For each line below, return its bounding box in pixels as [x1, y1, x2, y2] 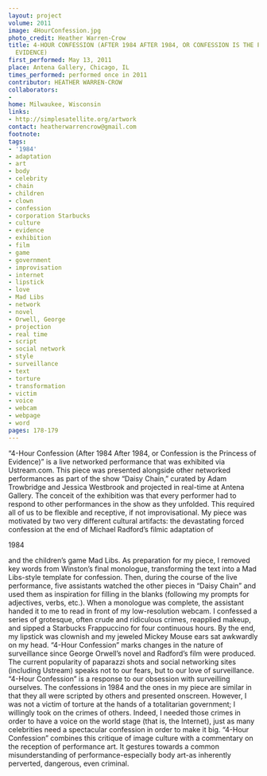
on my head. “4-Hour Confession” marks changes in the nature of [8, 640, 224, 649]
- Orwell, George [8, 315, 66, 323]
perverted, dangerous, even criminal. [8, 758, 130, 768]
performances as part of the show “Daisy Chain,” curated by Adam [8, 473, 227, 483]
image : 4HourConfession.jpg [8, 26, 102, 34]
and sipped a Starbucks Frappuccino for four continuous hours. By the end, [8, 623, 256, 633]
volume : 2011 [8, 19, 52, 27]
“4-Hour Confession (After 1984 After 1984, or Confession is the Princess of [8, 448, 257, 458]
